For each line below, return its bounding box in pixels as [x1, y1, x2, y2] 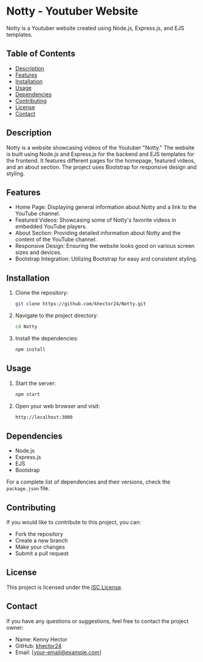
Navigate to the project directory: [15, 312, 98, 319]
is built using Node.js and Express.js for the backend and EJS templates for [6, 150, 194, 158]
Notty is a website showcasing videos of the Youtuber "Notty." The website [6, 144, 194, 151]
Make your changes [15, 543, 65, 551]
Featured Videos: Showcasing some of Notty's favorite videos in [15, 216, 176, 224]
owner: [6, 624, 24, 631]
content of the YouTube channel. [15, 236, 97, 243]
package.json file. [6, 485, 50, 492]
